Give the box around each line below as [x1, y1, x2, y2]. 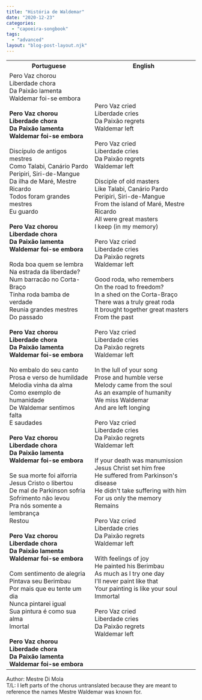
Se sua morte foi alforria [9, 471, 78, 480]
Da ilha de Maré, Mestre [9, 177, 77, 185]
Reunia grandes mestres [9, 305, 78, 314]
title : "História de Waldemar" [6, 8, 85, 15]
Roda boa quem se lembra [9, 260, 84, 269]
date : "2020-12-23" [6, 14, 55, 21]
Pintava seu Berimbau [9, 577, 71, 585]
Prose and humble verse [94, 373, 164, 381]
